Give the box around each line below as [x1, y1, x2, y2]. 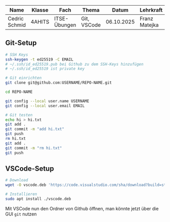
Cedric [8, 15, 24, 22]
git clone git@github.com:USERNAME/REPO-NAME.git [5, 80, 112, 85]
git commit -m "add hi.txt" [5, 126, 65, 132]
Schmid [8, 21, 26, 28]
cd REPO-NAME [5, 89, 33, 94]
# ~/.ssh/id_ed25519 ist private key [5, 66, 85, 72]
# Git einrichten [5, 76, 42, 81]
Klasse [31, 7, 49, 13]
